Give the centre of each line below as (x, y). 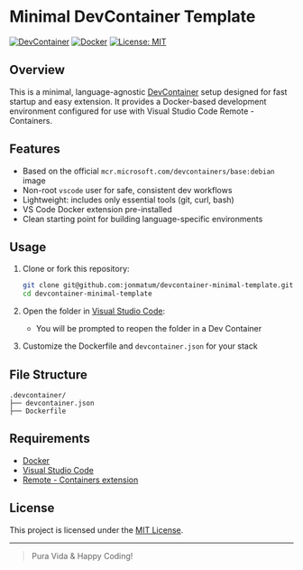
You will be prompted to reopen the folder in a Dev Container (149, 329)
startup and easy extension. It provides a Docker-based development (138, 101)
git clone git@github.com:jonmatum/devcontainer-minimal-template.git (158, 285)
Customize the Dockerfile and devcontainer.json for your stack (140, 346)
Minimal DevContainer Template (133, 17)
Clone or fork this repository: (76, 269)
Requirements (50, 439)
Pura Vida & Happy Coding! (82, 556)
